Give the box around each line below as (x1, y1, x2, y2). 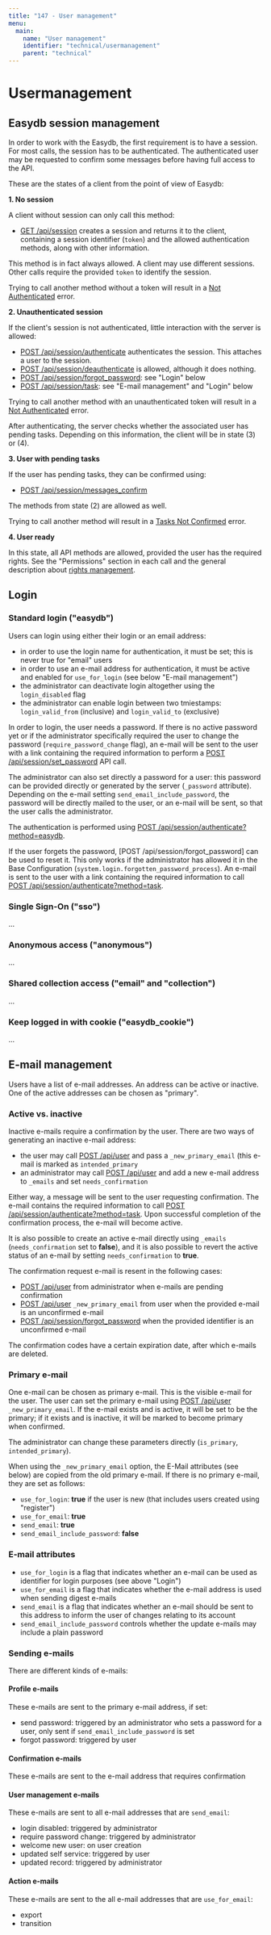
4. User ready (8, 532, 55, 542)
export (19, 1910, 43, 1920)
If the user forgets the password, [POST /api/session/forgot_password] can (8, 846, 259, 856)
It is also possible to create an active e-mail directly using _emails (8, 1233, 227, 1243)
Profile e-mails (8, 1684, 59, 1694)
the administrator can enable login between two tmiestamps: (19, 697, 222, 707)
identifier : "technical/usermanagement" (23, 42, 161, 50)
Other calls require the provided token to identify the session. (8, 267, 212, 277)
